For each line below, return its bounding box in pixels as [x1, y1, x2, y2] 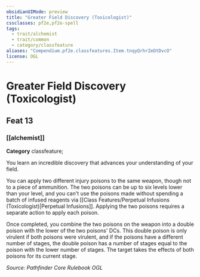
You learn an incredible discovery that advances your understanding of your [6, 159, 193, 166]
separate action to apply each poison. [6, 209, 100, 216]
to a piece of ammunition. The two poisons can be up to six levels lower [6, 183, 183, 191]
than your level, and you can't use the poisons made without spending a [6, 189, 183, 197]
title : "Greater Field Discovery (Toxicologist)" [6, 14, 133, 20]
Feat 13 [6, 116, 33, 126]
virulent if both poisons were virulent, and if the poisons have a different [6, 233, 183, 240]
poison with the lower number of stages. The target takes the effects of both [6, 246, 194, 253]
